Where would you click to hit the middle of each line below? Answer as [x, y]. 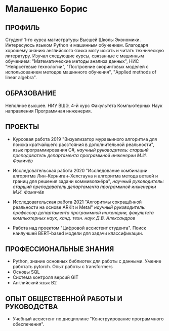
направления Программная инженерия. [49, 111]
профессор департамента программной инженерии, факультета [83, 212]
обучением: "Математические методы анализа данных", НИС [72, 61]
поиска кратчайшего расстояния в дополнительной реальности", [83, 144]
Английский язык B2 [35, 283]
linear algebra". [21, 77]
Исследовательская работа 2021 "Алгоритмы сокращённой [77, 202]
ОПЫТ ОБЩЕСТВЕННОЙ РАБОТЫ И [64, 299]
